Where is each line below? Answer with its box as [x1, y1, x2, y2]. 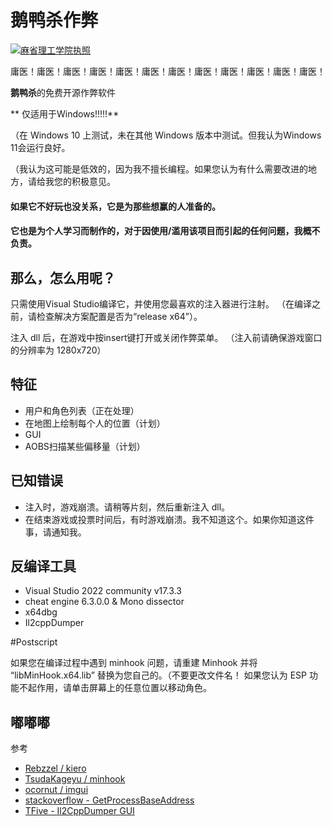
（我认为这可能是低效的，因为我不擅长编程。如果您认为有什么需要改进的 [10, 162, 308, 175]
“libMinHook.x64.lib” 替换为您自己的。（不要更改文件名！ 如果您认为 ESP [10, 669, 307, 681]
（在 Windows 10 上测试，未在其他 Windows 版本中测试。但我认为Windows [10, 129, 322, 141]
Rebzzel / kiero [24, 762, 87, 775]
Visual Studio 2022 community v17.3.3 [24, 585, 182, 597]
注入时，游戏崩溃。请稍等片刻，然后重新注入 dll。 [24, 501, 231, 513]
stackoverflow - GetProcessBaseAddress [24, 794, 195, 806]
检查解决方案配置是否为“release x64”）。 [36, 310, 203, 322]
